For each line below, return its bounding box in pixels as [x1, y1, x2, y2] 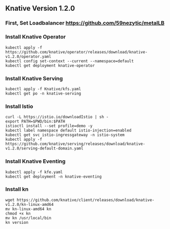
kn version [5, 220, 29, 225]
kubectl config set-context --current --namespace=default [5, 59, 134, 64]
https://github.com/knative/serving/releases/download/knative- [5, 141, 145, 147]
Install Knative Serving [5, 74, 63, 82]
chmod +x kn [5, 211, 31, 216]
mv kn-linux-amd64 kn [5, 206, 52, 212]
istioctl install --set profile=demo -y [5, 123, 93, 129]
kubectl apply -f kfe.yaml [5, 169, 63, 175]
